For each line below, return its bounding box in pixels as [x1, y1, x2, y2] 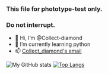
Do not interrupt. [6, 20, 55, 29]
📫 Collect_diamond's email [14, 47, 82, 55]
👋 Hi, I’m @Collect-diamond [14, 35, 83, 42]
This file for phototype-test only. [6, 5, 103, 13]
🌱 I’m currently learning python [14, 41, 91, 48]
